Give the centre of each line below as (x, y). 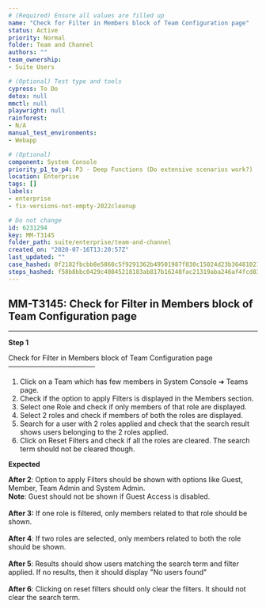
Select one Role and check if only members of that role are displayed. (133, 407)
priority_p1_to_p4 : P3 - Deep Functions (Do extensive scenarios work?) (131, 169)
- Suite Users (32, 67)
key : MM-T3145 (32, 235)
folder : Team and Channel (51, 45)
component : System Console (53, 162)
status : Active (33, 30)
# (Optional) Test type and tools (65, 81)
